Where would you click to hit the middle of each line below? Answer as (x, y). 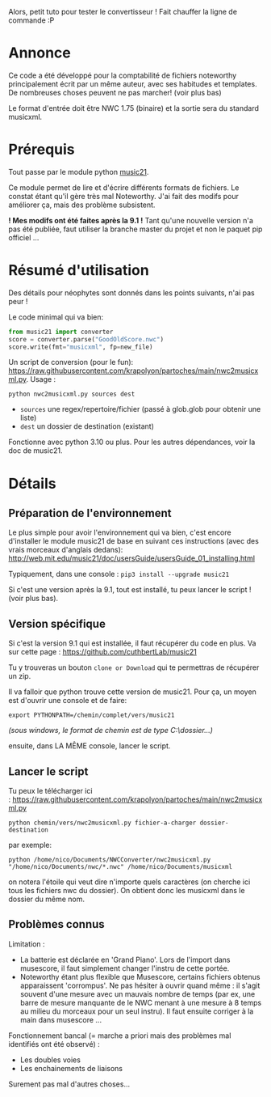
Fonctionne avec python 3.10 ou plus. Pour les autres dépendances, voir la (132, 442)
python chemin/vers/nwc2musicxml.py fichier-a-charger (102, 823)
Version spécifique (57, 623)
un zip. (20, 676)
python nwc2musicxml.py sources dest (72, 394)
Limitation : (27, 944)
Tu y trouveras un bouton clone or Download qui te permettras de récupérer (134, 667)
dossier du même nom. (47, 899)
